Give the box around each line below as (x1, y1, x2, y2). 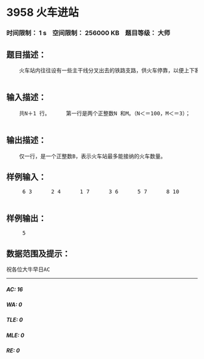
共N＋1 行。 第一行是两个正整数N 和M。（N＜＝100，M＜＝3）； (19, 110, 191, 117)
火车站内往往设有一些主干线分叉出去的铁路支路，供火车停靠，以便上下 (19, 67, 195, 74)
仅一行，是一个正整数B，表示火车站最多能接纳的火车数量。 (19, 152, 166, 160)
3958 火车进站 (6, 5, 79, 19)
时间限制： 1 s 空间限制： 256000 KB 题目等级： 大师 (6, 29, 171, 37)
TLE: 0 (6, 316, 23, 324)
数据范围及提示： (6, 248, 70, 259)
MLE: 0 (6, 332, 24, 339)
